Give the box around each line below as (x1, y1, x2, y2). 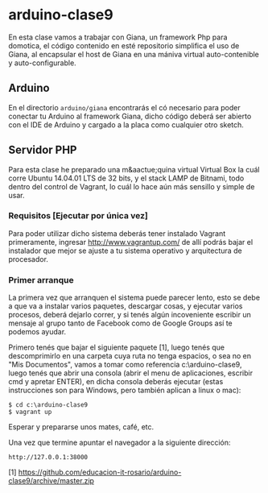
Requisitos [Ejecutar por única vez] (8, 210, 149, 222)
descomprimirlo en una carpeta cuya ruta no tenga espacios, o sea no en (8, 351, 252, 361)
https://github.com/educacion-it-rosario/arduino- (18, 467, 182, 477)
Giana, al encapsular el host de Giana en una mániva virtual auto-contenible (8, 49, 260, 59)
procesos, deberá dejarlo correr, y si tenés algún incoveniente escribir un (8, 310, 251, 320)
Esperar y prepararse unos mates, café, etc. (8, 422, 155, 432)
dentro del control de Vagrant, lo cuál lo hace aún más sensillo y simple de (8, 181, 255, 191)
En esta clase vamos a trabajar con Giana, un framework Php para (8, 32, 228, 42)
